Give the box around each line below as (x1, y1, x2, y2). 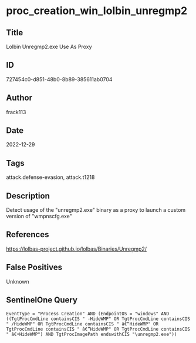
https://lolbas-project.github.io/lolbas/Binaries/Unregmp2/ (6, 245, 147, 252)
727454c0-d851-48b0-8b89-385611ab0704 (6, 75, 113, 83)
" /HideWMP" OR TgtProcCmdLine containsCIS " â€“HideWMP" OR (6, 321, 159, 327)
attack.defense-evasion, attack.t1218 (6, 174, 95, 181)
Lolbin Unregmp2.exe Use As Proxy (6, 43, 92, 50)
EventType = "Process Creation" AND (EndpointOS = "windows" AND (6, 311, 169, 317)
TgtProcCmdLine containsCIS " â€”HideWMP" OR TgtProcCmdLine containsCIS (6, 326, 191, 332)
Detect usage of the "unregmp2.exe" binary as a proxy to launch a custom (6, 207, 186, 214)
